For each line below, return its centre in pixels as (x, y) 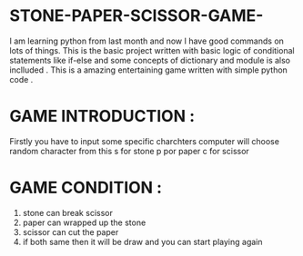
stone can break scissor (68, 212)
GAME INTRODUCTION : (102, 117)
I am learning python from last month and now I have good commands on (147, 41)
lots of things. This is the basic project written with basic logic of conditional (152, 50)
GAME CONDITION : (86, 188)
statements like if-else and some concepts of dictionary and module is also (150, 60)
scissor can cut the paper (71, 231)
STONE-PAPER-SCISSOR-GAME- (136, 16)
